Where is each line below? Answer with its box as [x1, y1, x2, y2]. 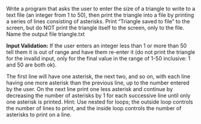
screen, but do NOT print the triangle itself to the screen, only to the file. [6, 24, 185, 31]
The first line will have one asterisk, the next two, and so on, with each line [6, 73, 191, 80]
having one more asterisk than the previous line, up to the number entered [6, 79, 190, 86]
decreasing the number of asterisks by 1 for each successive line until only [6, 92, 191, 99]
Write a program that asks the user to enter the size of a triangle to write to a [6, 5, 196, 12]
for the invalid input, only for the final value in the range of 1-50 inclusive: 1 [6, 55, 191, 62]
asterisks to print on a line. [6, 111, 72, 118]
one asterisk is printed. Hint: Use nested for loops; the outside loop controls [6, 98, 193, 105]
